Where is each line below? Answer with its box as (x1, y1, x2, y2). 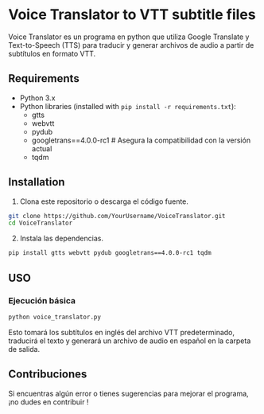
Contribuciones (8, 368, 87, 381)
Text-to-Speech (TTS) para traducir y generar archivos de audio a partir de (8, 40, 254, 49)
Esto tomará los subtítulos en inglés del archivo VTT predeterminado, (8, 327, 235, 337)
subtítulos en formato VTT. (8, 49, 96, 58)
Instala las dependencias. (19, 233, 103, 244)
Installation (8, 175, 65, 189)
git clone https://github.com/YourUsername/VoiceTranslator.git (8, 212, 226, 220)
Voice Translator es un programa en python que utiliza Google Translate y (8, 32, 250, 41)
